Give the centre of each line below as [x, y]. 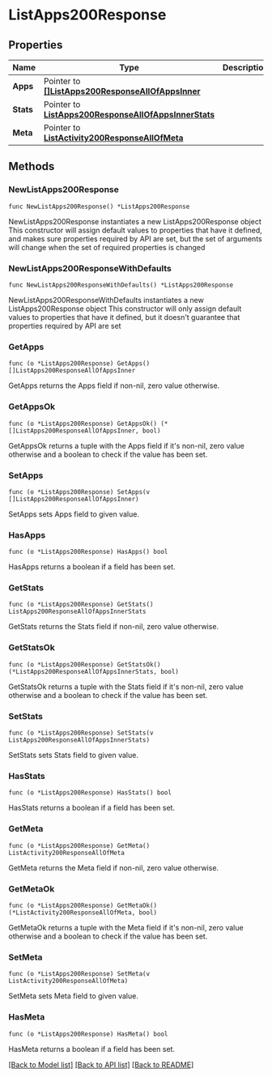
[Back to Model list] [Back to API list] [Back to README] [101, 1064]
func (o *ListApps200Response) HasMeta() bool [88, 1034]
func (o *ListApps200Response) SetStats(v [81, 733]
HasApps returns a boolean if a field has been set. [92, 567]
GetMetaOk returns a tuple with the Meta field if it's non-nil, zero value [126, 927]
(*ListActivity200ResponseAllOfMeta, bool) [83, 913]
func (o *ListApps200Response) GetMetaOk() [83, 905]
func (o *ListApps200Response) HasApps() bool [88, 552]
